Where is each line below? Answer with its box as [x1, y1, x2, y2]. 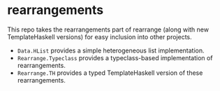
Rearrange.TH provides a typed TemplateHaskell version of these [17, 69, 203, 77]
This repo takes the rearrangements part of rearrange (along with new [7, 25, 210, 34]
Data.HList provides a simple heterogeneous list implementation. [17, 46, 205, 55]
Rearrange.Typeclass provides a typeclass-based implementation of [17, 53, 213, 62]
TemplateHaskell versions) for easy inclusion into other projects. [7, 32, 192, 41]
